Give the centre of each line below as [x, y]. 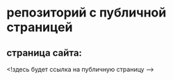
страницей [40, 27]
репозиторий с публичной [86, 13]
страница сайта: [44, 53]
